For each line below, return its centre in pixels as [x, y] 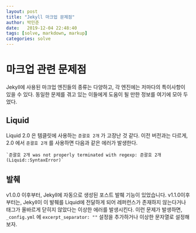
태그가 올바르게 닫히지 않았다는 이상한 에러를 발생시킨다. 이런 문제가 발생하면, [94, 210]
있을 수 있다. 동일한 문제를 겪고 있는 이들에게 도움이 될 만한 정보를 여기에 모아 [94, 94]
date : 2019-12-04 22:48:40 [42, 28]
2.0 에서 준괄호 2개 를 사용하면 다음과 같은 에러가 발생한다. [72, 143]
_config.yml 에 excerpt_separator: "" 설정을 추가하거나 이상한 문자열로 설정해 [98, 217]
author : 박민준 [23, 22]
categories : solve [28, 39]
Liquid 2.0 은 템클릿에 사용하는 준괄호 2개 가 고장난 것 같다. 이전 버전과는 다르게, [97, 135]
